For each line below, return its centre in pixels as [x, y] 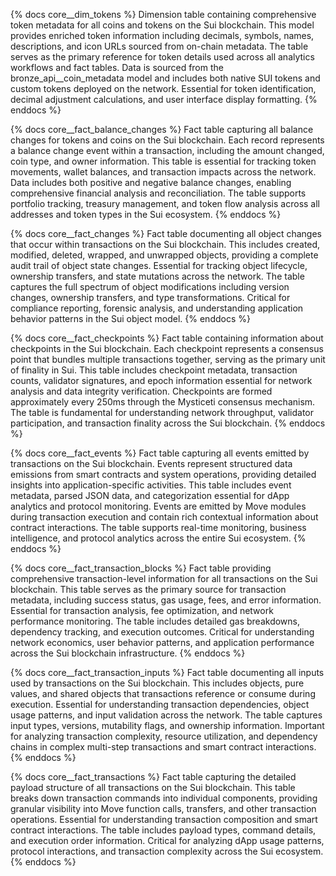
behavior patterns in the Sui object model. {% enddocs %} [130, 318]
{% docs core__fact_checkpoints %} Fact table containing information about [167, 338]
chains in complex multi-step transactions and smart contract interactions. [163, 747]
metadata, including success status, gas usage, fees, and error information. [166, 600]
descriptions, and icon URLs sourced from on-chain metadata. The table [159, 46]
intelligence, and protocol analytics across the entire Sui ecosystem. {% [158, 538]
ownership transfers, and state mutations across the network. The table [157, 276]
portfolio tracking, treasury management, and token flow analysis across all [165, 203]
